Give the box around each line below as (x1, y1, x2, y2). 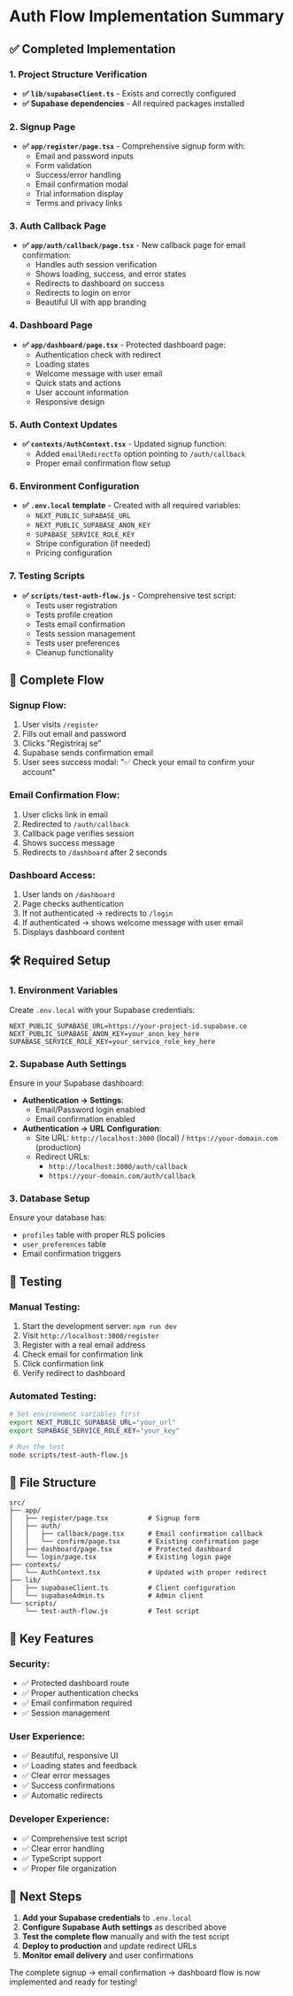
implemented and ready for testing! (9, 1977, 138, 1987)
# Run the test (9, 1442, 66, 1451)
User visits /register (21, 719, 99, 730)
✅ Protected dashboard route (21, 1678, 130, 1689)
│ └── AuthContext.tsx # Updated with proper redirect (9, 1568, 267, 1577)
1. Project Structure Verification (9, 68, 148, 81)
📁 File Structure (9, 1474, 96, 1489)
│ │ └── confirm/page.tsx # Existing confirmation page (9, 1537, 259, 1546)
